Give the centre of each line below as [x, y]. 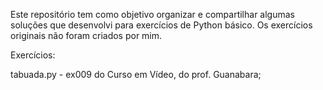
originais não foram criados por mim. [86, 35]
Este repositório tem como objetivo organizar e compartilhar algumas [152, 14]
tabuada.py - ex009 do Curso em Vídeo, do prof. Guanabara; [136, 74]
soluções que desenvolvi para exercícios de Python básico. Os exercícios [161, 25]
